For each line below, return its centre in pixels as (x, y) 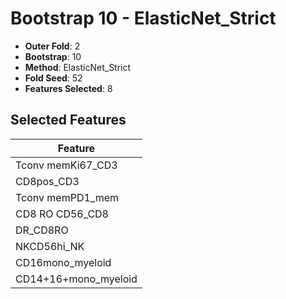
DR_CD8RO (42, 230)
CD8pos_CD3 (47, 181)
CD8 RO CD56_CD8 (62, 214)
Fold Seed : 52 (53, 78)
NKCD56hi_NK (50, 246)
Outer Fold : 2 (52, 46)
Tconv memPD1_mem (67, 197)
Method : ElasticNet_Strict (78, 67)
